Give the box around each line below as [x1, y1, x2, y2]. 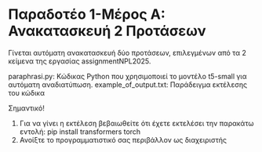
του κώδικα [8, 88, 45, 97]
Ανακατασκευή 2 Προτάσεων [8, 22, 206, 40]
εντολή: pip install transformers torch [19, 127, 141, 136]
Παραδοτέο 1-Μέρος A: [8, 5, 166, 24]
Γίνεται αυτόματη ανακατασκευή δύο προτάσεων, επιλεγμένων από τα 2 [8, 48, 247, 57]
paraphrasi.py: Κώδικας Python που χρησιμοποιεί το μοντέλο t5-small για [8, 71, 247, 81]
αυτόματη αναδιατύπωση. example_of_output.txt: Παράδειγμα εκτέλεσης [8, 80, 248, 89]
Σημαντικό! [8, 103, 45, 113]
